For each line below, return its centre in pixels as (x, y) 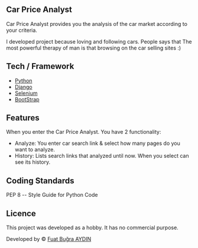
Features (23, 118)
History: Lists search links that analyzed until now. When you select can (102, 156)
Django (23, 87)
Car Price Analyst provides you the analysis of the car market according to (97, 24)
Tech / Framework (40, 66)
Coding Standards (40, 181)
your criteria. (22, 30)
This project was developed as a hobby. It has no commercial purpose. (92, 228)
